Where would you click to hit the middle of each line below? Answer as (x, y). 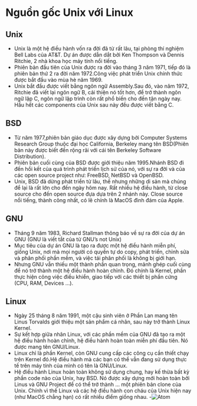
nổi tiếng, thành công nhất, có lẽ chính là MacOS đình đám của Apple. (99, 200)
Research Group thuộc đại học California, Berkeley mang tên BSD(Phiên (101, 144)
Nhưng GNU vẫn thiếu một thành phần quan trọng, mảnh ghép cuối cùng (102, 264)
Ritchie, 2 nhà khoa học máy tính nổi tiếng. (66, 61)
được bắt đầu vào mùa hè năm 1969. (58, 80)
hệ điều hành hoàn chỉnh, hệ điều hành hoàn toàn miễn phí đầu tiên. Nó (101, 341)
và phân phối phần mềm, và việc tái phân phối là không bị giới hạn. (95, 258)
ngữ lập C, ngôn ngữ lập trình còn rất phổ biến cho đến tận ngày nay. (98, 98)
